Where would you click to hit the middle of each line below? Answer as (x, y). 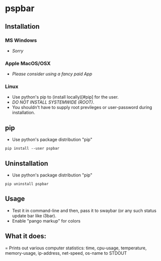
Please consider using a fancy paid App (52, 74)
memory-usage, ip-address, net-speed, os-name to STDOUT (66, 253)
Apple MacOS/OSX (28, 63)
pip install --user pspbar (32, 149)
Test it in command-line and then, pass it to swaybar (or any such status (84, 210)
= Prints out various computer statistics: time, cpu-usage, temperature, (76, 248)
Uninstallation (27, 163)
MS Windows (21, 40)
